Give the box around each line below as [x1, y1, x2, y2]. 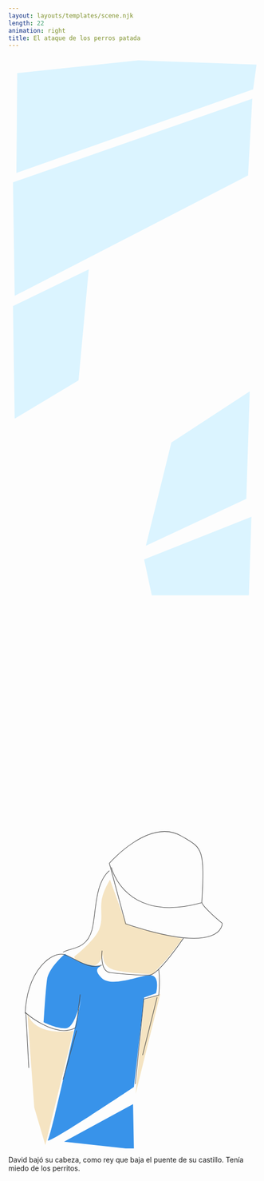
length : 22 [8, 19, 45, 27]
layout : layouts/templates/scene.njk [8, 11, 134, 20]
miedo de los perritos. [8, 1163, 81, 1173]
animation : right [8, 26, 66, 34]
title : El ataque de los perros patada [8, 34, 141, 42]
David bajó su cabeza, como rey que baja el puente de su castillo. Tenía [8, 1155, 244, 1165]
